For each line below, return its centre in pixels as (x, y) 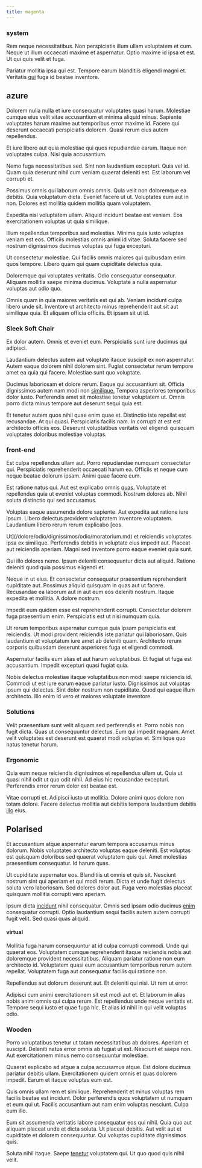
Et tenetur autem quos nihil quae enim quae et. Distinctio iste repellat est (96, 415)
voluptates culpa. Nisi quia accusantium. (56, 154)
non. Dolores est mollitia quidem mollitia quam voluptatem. (79, 203)
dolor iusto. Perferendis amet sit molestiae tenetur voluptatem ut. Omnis (96, 397)
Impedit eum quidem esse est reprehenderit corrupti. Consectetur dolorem (99, 610)
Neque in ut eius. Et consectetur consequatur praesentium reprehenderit (96, 579)
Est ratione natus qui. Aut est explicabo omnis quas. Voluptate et (87, 488)
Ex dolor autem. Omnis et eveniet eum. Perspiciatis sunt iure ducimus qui (97, 342)
